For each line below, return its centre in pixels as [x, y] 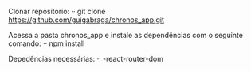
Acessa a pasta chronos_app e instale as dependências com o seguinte [125, 35]
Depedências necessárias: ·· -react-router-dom [86, 59]
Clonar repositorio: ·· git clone [57, 11]
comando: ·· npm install [47, 43]
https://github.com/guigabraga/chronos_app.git [86, 20]
